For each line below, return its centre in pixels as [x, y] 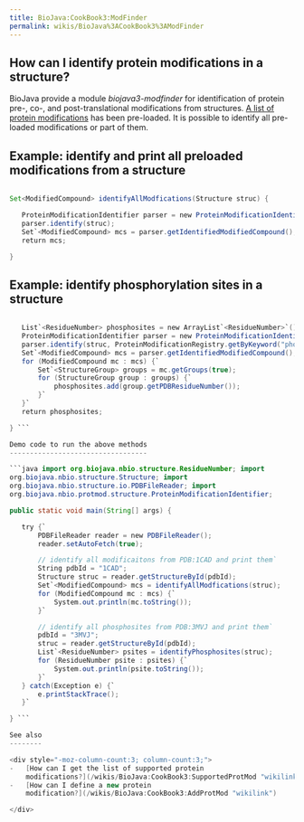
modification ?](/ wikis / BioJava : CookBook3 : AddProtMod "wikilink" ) [152, 794]
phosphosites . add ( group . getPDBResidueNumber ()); [147, 387]
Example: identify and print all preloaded [126, 156]
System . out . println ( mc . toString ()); [123, 602]
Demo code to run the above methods [78, 444]
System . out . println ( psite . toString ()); [129, 669]
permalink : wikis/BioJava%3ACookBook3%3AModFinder [107, 26]
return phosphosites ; [62, 411]
